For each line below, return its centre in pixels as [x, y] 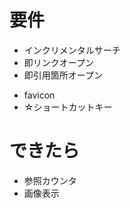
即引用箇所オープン [63, 75]
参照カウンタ [50, 180]
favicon [39, 95]
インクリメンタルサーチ [72, 50]
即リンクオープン [58, 62]
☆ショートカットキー [68, 107]
